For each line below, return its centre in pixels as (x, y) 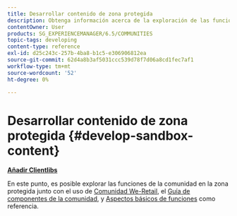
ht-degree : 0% (28, 79)
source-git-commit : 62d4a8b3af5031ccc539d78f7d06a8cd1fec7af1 (101, 60)
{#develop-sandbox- (131, 136)
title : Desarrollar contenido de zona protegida (80, 14)
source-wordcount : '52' (42, 73)
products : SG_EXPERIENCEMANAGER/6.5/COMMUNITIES (80, 34)
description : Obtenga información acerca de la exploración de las (109, 20)
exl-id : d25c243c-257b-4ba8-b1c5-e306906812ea (77, 54)
